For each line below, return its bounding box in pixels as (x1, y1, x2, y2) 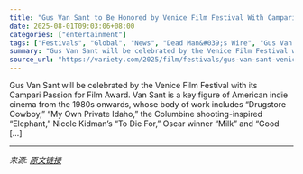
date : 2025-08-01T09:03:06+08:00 (9, 22, 135, 31)
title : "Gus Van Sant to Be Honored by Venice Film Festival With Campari (9, 13, 297, 23)
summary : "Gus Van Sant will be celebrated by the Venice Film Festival (9, 47, 289, 56)
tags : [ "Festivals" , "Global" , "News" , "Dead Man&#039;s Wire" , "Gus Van (9, 38, 293, 48)
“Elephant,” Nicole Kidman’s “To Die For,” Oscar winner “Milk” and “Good (9, 118, 280, 129)
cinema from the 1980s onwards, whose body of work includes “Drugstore (9, 99, 287, 109)
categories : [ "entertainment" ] (9, 30, 127, 39)
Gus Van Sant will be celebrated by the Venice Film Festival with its (9, 80, 258, 90)
